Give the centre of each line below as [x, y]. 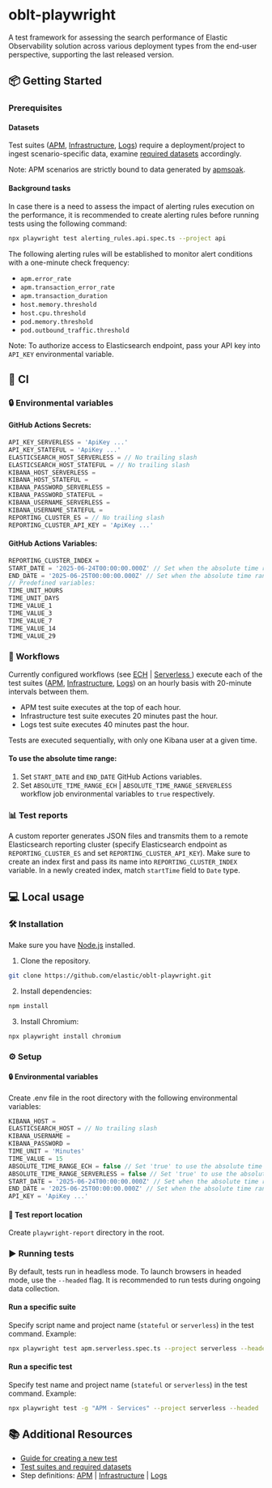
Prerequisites [35, 108]
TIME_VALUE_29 [32, 636]
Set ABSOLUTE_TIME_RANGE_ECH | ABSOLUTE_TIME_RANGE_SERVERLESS [126, 785]
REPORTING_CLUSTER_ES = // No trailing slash [86, 517]
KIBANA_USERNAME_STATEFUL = [56, 510]
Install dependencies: [56, 991]
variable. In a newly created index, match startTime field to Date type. [124, 870]
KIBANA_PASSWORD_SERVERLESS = [59, 487]
